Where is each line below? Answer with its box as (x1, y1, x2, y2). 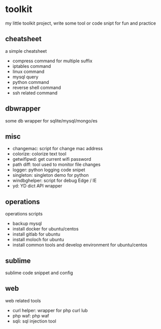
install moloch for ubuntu (12, 237, 64, 243)
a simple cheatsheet (5, 48, 47, 54)
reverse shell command (12, 84, 61, 90)
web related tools (5, 297, 41, 303)
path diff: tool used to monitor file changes (12, 162, 101, 168)
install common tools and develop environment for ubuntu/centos (12, 242, 147, 248)
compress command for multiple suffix (12, 58, 93, 64)
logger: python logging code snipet (12, 167, 85, 173)
